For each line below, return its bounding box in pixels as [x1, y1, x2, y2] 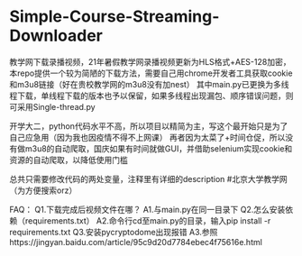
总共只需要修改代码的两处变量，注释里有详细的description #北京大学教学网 [9, 173, 288, 184]
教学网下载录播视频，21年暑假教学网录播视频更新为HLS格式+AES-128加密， [9, 56, 291, 67]
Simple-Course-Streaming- [9, 6, 220, 27]
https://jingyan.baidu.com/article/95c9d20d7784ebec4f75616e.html [9, 236, 263, 247]
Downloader [9, 25, 104, 46]
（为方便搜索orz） [9, 185, 78, 196]
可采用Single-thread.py [9, 101, 96, 112]
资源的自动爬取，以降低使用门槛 [9, 154, 128, 165]
